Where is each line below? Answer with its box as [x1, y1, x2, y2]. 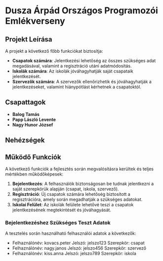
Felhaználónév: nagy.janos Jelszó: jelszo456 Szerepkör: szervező [12, 245, 147, 251]
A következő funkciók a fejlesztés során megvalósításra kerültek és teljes [5, 166, 154, 172]
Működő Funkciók [5, 153, 61, 161]
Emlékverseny [5, 15, 65, 27]
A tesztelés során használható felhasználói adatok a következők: [5, 230, 136, 236]
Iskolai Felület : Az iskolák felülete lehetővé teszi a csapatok [12, 202, 134, 208]
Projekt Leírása [5, 35, 53, 43]
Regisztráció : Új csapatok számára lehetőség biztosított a [12, 191, 131, 197]
